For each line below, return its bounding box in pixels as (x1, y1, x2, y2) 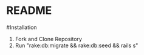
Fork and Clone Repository (15, 35, 82, 42)
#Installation (6, 24, 38, 31)
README (6, 4, 52, 18)
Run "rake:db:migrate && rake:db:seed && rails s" (15, 42, 139, 49)
